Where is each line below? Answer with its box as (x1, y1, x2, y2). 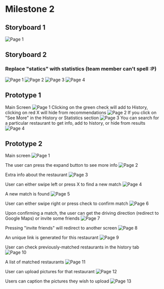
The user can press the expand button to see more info (5, 162, 118, 168)
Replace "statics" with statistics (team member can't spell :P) (5, 65, 157, 72)
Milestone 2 (5, 3, 55, 15)
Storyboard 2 (5, 50, 47, 59)
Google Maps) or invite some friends (5, 215, 80, 221)
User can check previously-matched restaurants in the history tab (5, 244, 140, 250)
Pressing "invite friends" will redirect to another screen (5, 225, 117, 231)
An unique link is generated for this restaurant (5, 235, 99, 241)
